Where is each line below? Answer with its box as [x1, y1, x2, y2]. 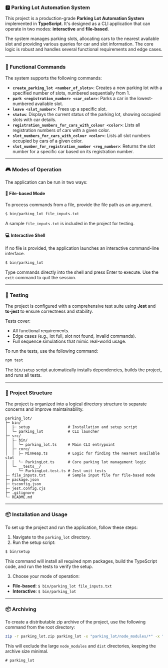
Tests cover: [5, 318, 31, 324]
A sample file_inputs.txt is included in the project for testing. [5, 220, 135, 226]
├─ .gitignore [5, 490, 35, 495]
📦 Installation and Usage [5, 511, 67, 518]
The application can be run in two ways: [5, 179, 87, 185]
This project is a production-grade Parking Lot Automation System [5, 16, 144, 22]
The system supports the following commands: [5, 75, 102, 81]
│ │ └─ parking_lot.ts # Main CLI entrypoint [5, 442, 115, 447]
